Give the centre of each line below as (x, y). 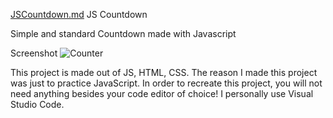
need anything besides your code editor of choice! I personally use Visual (162, 93)
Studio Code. (37, 104)
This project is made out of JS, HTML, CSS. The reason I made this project (164, 72)
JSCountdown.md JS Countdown (79, 14)
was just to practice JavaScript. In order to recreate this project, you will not (166, 83)
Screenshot (34, 53)
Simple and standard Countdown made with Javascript (123, 33)
